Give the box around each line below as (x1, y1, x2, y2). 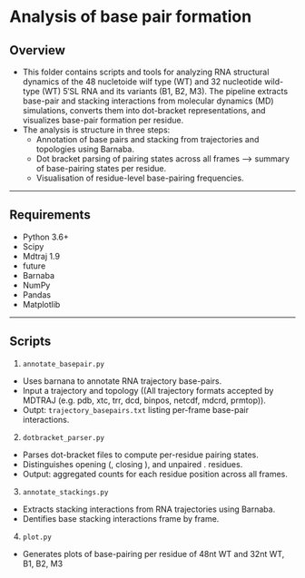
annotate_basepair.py (22, 359, 104, 368)
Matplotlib (22, 299, 61, 309)
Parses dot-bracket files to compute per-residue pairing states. (22, 449, 259, 460)
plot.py (22, 533, 52, 542)
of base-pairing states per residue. (35, 163, 167, 173)
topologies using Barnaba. (35, 143, 134, 154)
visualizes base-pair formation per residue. (22, 115, 184, 125)
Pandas (22, 289, 52, 300)
